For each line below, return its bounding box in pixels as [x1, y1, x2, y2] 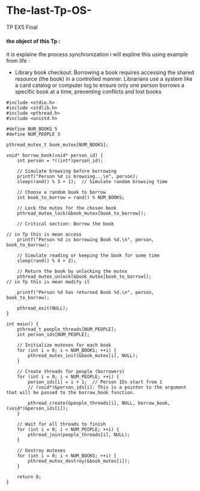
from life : [6, 57, 30, 64]
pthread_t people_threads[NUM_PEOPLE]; [17, 327, 117, 333]
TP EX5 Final [6, 23, 38, 31]
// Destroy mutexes [17, 448, 66, 454]
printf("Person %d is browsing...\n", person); [17, 174, 138, 180]
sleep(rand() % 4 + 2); [17, 258, 77, 264]
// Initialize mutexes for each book [17, 342, 112, 348]
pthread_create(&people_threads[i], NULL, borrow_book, [28, 400, 171, 407]
